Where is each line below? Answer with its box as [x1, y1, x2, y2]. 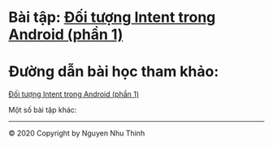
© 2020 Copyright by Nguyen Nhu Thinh [8, 128, 145, 138]
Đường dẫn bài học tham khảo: [8, 62, 219, 81]
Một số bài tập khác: [8, 105, 77, 115]
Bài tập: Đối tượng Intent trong [8, 8, 216, 27]
